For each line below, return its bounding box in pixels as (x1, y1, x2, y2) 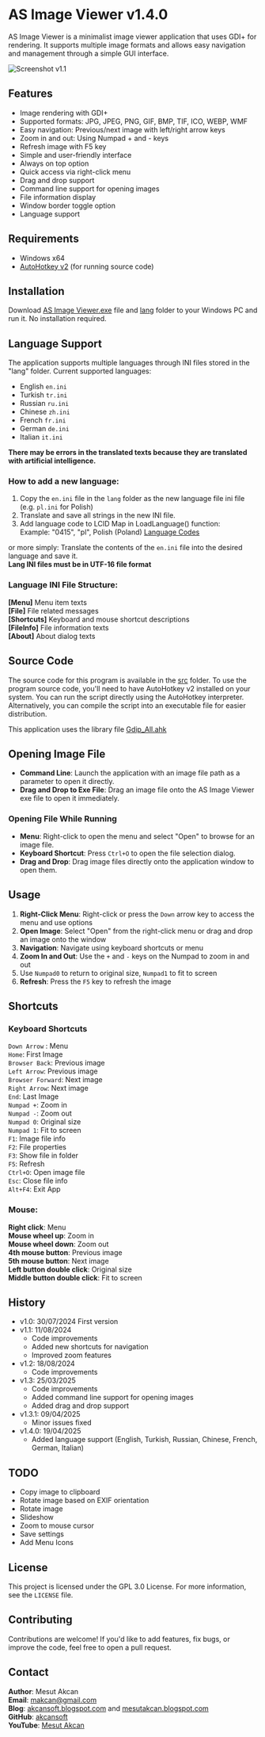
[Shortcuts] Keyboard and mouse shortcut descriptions (8, 614, 190, 624)
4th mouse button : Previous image (8, 1247, 123, 1257)
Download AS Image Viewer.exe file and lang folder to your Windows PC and (8, 305, 258, 315)
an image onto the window (19, 934, 107, 944)
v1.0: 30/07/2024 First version (19, 1317, 119, 1326)
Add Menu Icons (19, 1538, 74, 1548)
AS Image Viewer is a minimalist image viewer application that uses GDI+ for (8, 32, 257, 41)
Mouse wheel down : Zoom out (8, 1239, 109, 1249)
